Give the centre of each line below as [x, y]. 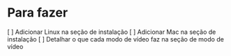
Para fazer [38, 13]
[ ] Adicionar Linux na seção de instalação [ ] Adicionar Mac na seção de [112, 32]
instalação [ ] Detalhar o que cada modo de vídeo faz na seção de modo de [116, 39]
